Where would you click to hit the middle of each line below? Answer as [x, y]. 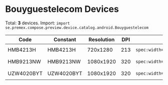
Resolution [101, 39]
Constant [65, 39]
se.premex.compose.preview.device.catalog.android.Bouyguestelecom [77, 28]
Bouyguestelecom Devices [62, 9]
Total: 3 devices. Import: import [37, 23]
